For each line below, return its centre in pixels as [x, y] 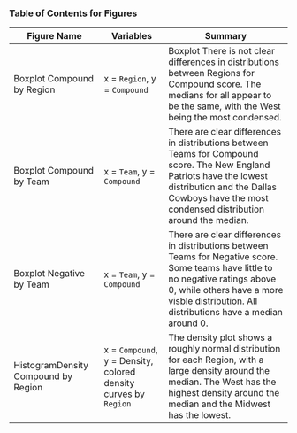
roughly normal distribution [225, 349]
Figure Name [54, 36]
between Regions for [211, 73]
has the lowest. [200, 415]
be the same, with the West [225, 106]
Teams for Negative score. [223, 257]
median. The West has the [222, 382]
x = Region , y [130, 79]
